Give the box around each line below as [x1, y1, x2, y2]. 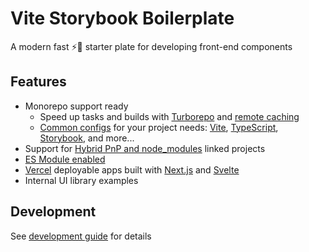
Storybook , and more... [39, 132, 135, 144]
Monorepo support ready [24, 100, 129, 112]
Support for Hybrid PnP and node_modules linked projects [24, 142, 266, 154]
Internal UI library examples [24, 174, 139, 186]
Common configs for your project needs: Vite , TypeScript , [39, 121, 279, 133]
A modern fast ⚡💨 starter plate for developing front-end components [10, 40, 293, 52]
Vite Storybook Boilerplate [10, 7, 235, 30]
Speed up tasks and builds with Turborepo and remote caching [39, 110, 300, 122]
